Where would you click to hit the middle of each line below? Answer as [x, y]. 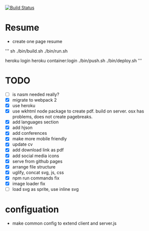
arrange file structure [34, 167]
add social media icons [36, 156]
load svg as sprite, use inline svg [45, 189]
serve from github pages [37, 161]
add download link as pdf [38, 150]
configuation [32, 209]
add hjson [22, 128]
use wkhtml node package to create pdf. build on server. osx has [78, 111]
